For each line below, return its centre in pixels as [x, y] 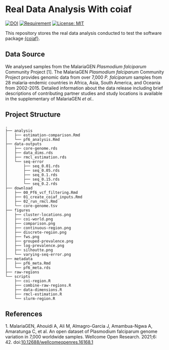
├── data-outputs [24, 144]
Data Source [25, 54]
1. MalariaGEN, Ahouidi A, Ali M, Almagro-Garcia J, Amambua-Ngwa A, [79, 326]
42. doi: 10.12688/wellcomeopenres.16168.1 [49, 342]
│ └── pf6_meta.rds [28, 268]
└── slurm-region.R [35, 298]
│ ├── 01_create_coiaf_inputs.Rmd [44, 197]
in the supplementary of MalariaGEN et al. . [50, 98]
